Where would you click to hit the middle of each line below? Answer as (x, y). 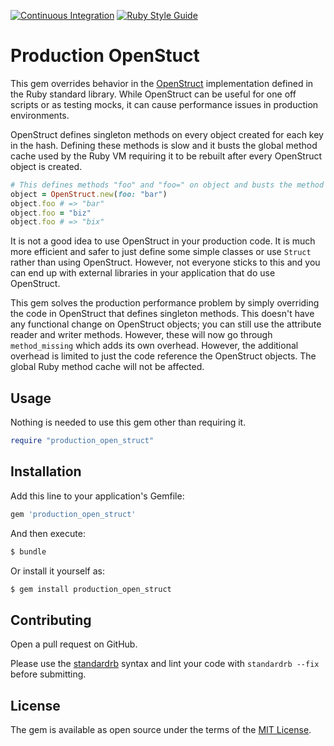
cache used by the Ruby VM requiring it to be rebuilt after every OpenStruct (166, 156)
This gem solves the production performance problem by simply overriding (165, 303)
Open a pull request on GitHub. (74, 644)
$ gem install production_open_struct (91, 589)
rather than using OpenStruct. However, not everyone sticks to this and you (165, 262)
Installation (46, 471)
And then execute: (48, 533)
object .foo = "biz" (51, 213)
